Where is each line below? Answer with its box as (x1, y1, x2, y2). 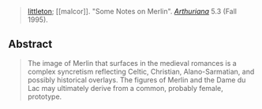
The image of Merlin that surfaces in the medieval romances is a (27, 58, 237, 67)
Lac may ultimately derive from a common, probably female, (27, 83, 223, 93)
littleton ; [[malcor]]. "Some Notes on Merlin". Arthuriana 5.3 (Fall (27, 7, 237, 16)
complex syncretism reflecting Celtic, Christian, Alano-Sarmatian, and (27, 67, 255, 76)
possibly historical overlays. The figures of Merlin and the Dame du (27, 74, 246, 85)
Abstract (8, 38, 53, 51)
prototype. (27, 92, 62, 101)
